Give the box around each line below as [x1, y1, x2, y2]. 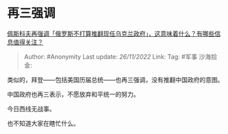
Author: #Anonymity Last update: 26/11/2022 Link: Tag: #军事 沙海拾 [23, 52, 218, 61]
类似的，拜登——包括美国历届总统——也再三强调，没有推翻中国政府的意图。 [7, 75, 224, 83]
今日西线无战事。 [7, 105, 56, 113]
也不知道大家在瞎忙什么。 [7, 119, 80, 127]
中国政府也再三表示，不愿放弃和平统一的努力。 [7, 90, 139, 98]
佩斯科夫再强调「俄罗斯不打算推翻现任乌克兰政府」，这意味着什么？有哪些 [7, 29, 215, 38]
